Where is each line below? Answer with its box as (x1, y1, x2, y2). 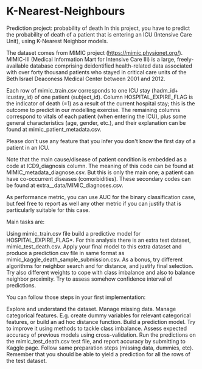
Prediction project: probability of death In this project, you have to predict (6, 24, 190, 32)
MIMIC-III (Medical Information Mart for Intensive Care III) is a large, (6, 55, 176, 63)
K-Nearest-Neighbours (6, 4, 125, 18)
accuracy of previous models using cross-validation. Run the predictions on (6, 331, 196, 339)
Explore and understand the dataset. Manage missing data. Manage (6, 305, 176, 312)
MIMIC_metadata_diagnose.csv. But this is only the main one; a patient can (6, 169, 194, 176)
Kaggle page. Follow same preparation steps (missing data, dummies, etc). (6, 344, 193, 351)
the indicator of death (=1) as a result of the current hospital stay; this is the (6, 99, 195, 107)
